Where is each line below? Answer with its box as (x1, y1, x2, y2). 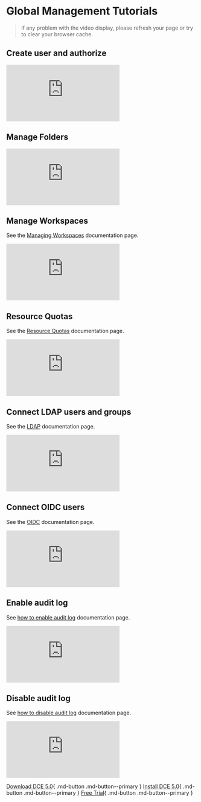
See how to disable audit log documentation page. (6, 709, 132, 717)
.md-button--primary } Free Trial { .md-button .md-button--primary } (24, 789, 193, 797)
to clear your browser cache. (21, 30, 94, 37)
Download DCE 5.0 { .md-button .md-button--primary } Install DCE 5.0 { (6, 783, 182, 790)
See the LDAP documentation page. (6, 423, 95, 430)
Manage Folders (6, 132, 69, 143)
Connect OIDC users (6, 502, 85, 513)
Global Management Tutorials (6, 4, 158, 18)
